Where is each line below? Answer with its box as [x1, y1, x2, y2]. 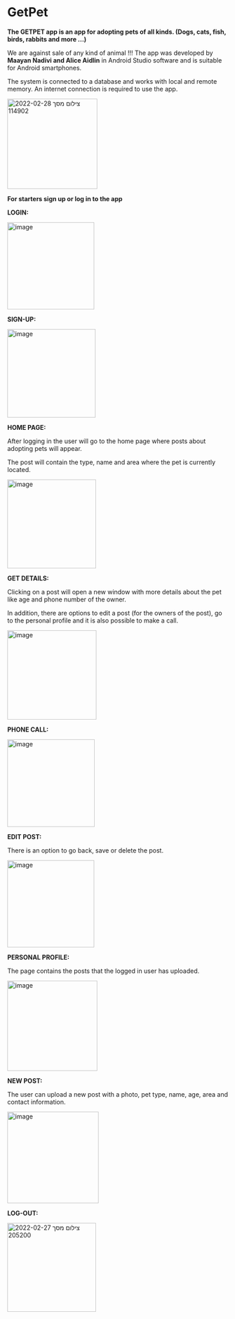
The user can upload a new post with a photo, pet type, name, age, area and [7, 1090, 229, 1098]
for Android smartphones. [7, 63, 82, 72]
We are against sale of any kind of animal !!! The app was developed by [7, 49, 213, 57]
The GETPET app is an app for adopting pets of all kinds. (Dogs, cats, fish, [7, 27, 227, 36]
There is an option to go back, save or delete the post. [7, 846, 163, 855]
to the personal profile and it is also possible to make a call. [7, 616, 179, 625]
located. [7, 465, 31, 473]
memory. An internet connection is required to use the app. [7, 84, 178, 93]
